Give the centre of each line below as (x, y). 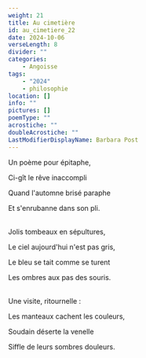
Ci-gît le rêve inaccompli (48, 177)
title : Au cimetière (42, 23)
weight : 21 (26, 15)
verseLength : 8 (33, 45)
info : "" (22, 103)
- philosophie (45, 89)
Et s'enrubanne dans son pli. (54, 208)
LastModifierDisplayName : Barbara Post (73, 140)
